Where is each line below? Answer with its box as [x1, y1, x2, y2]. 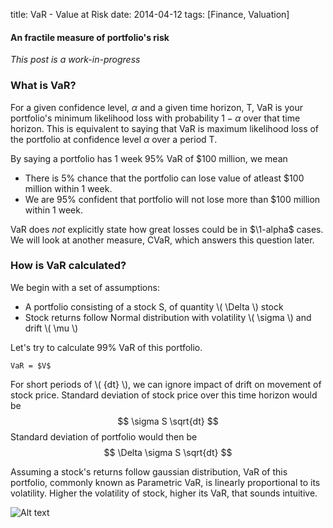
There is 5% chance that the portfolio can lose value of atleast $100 [24, 172, 305, 184]
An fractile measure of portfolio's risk [10, 31, 170, 43]
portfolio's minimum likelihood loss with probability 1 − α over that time [10, 112, 301, 124]
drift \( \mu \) [24, 322, 79, 334]
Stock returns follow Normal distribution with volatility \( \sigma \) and [24, 311, 312, 323]
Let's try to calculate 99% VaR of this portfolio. [10, 341, 203, 353]
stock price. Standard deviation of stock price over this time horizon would [10, 389, 318, 401]
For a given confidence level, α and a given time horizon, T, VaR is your [10, 101, 303, 113]
